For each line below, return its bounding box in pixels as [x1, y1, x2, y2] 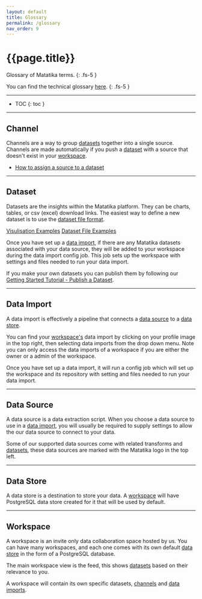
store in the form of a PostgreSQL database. [6, 550, 115, 558]
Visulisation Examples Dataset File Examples [6, 227, 117, 235]
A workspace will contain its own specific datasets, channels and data [6, 580, 180, 587]
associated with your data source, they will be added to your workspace [6, 245, 185, 253]
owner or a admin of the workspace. [6, 352, 96, 360]
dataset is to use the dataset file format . [6, 215, 105, 223]
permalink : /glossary [6, 20, 61, 26]
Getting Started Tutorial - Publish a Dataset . [6, 276, 114, 283]
